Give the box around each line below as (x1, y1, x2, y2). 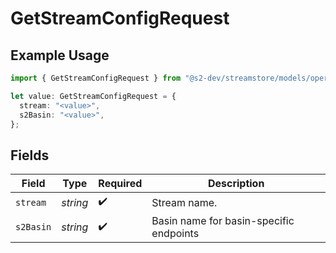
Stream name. (151, 195, 218, 209)
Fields (10, 147, 50, 164)
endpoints (151, 227, 200, 241)
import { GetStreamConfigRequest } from (10, 73, 182, 83)
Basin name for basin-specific (151, 214, 295, 228)
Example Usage (10, 47, 110, 64)
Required (98, 177, 143, 191)
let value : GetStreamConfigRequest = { (10, 91, 177, 101)
